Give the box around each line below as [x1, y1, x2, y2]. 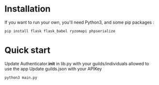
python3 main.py [4, 75, 37, 80]
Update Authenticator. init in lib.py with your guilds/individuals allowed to [4, 60, 149, 66]
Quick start [4, 45, 50, 56]
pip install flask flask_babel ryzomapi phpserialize [4, 28, 116, 33]
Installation [4, 3, 51, 14]
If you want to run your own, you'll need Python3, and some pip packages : [4, 19, 155, 25]
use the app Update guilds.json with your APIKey [4, 66, 102, 71]
